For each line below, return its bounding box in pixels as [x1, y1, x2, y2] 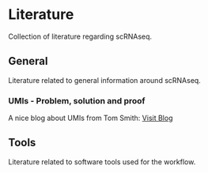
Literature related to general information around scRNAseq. [8, 75, 202, 85]
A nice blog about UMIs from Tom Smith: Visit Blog [8, 113, 173, 123]
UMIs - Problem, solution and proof [8, 95, 146, 106]
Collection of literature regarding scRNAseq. [8, 32, 153, 41]
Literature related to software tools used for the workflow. [8, 156, 196, 167]
